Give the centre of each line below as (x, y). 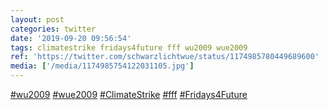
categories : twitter (53, 29)
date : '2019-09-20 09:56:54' (71, 38)
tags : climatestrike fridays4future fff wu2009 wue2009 (129, 47)
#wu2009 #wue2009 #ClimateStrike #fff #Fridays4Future (129, 94)
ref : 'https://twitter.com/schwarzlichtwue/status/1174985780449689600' (165, 57)
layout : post (37, 19)
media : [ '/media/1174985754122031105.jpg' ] (102, 66)
